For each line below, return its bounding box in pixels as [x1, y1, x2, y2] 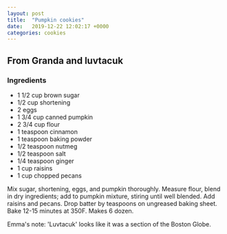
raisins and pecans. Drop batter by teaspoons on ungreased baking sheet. [7, 199, 218, 207]
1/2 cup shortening [17, 98, 71, 107]
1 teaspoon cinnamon [17, 127, 78, 136]
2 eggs [17, 105, 37, 114]
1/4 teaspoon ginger [17, 156, 74, 165]
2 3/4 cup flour [17, 120, 61, 128]
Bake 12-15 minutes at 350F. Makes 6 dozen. [7, 206, 134, 215]
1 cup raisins [17, 164, 53, 172]
